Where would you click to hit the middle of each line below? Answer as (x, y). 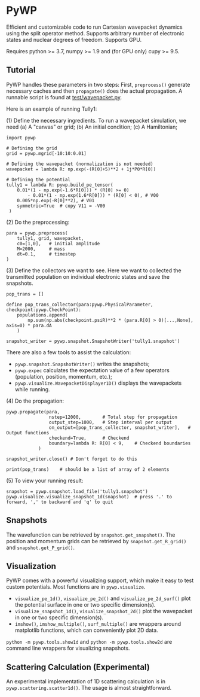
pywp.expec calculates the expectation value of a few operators (92, 370)
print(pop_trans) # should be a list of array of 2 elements (88, 469)
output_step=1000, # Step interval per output (110, 422)
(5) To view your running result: (45, 480)
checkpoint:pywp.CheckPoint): (44, 310)
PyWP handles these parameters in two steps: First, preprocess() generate (98, 84)
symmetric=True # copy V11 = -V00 (61, 206)
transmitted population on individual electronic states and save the (88, 276)
